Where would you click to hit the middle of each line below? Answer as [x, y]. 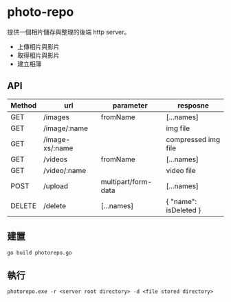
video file [181, 170]
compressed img [193, 139]
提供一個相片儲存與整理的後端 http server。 [69, 32]
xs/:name [58, 148]
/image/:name [66, 128]
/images [57, 117]
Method [24, 105]
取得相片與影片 [38, 55]
